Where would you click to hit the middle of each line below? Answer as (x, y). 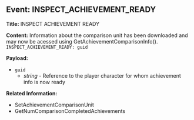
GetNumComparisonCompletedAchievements (70, 111)
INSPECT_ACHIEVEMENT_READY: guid (47, 47)
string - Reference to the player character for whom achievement (102, 75)
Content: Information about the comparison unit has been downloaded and (97, 35)
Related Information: (32, 93)
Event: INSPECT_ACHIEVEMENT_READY (81, 10)
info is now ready (44, 82)
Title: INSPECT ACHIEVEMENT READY (53, 24)
